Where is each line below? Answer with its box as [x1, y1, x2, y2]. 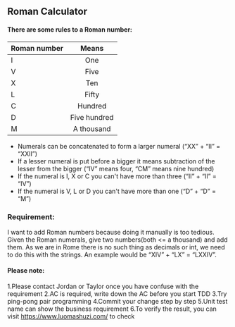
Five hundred [70, 112, 114, 122]
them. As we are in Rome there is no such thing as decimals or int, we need [7, 242, 225, 251]
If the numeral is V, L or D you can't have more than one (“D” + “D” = [17, 187, 217, 195]
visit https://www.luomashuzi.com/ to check [7, 312, 135, 321]
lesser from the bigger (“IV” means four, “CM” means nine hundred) [17, 164, 215, 173]
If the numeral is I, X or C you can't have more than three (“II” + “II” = [17, 172, 217, 180]
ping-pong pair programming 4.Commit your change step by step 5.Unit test [7, 297, 228, 306]
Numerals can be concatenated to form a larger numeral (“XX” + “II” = [17, 142, 221, 150]
